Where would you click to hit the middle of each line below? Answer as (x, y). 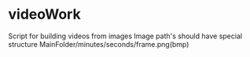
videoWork (44, 14)
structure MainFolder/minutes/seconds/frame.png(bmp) (99, 44)
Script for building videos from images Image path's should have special (125, 36)
